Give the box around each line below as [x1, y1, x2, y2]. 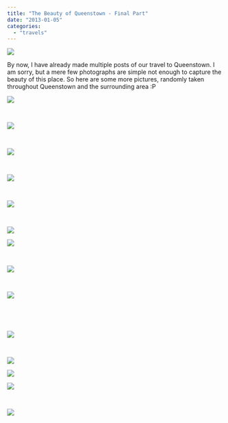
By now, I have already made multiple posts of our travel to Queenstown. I [7, 61, 215, 69]
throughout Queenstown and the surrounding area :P [7, 83, 156, 91]
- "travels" [13, 29, 48, 36]
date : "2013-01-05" [7, 16, 63, 23]
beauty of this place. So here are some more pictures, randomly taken [7, 75, 205, 84]
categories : [7, 23, 41, 29]
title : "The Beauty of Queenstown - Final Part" [7, 10, 149, 17]
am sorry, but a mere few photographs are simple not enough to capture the [7, 68, 222, 76]
